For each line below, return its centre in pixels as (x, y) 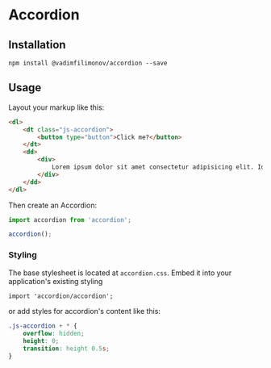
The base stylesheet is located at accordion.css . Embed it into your (120, 273)
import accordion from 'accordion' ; (70, 220)
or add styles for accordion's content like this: (85, 312)
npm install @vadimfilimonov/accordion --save (88, 63)
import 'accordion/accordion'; (61, 296)
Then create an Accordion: (53, 205)
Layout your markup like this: (56, 107)
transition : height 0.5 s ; (67, 349)
